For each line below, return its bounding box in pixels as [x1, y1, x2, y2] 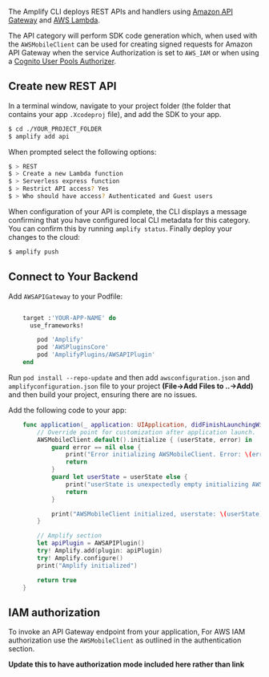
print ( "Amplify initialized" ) [37, 561, 138, 570]
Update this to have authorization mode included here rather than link [8, 659, 245, 669]
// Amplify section [37, 532, 102, 540]
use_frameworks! [29, 321, 84, 330]
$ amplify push [8, 248, 59, 256]
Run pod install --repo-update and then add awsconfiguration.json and [8, 372, 251, 382]
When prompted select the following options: [8, 147, 157, 156]
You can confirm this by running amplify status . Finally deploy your [8, 224, 232, 233]
